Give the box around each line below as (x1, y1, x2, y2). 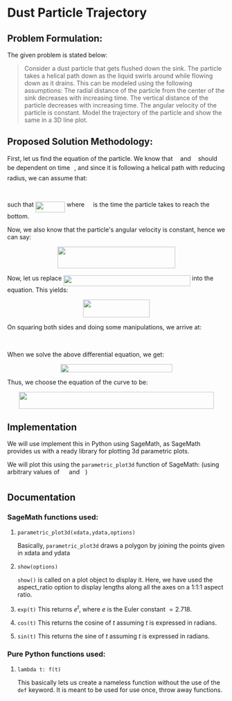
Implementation (7, 421, 78, 433)
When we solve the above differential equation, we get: (7, 350, 165, 358)
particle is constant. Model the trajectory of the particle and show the (24, 109, 222, 116)
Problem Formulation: (7, 33, 102, 44)
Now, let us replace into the (7, 274, 214, 282)
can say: (7, 232, 32, 241)
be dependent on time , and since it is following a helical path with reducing (7, 163, 225, 171)
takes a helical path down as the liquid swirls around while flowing (24, 71, 213, 80)
